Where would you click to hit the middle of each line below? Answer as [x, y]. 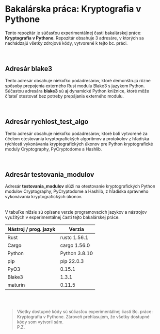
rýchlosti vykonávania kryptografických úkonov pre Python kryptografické [79, 144]
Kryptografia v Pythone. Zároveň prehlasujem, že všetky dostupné [83, 317]
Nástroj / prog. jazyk [32, 229]
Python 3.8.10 [76, 253]
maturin [16, 285]
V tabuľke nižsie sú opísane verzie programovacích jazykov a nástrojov [76, 212]
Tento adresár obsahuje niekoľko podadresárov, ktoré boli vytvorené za [76, 133]
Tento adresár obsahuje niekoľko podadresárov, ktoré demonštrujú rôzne [78, 80]
